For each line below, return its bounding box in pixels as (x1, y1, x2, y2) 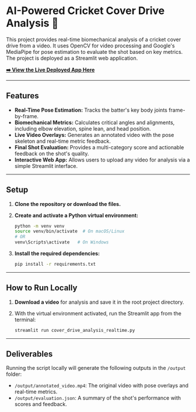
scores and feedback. (14, 401, 67, 408)
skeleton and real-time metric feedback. (14, 138, 111, 145)
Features (6, 91, 39, 101)
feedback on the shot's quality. (14, 150, 89, 157)
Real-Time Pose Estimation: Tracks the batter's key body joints (14, 107, 167, 114)
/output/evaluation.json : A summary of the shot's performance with (14, 394, 181, 401)
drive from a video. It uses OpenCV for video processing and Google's (6, 42, 175, 49)
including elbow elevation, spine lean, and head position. (14, 125, 151, 132)
